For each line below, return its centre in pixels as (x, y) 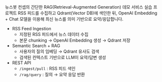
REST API (22, 63)
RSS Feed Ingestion (32, 29)
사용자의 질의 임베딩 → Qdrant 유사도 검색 (59, 51)
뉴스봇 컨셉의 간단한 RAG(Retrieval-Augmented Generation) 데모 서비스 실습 (79, 7)
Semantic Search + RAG (36, 46)
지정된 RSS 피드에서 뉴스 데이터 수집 (54, 34)
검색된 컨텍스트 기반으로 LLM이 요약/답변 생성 (63, 57)
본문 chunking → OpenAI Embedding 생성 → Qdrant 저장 (75, 40)
